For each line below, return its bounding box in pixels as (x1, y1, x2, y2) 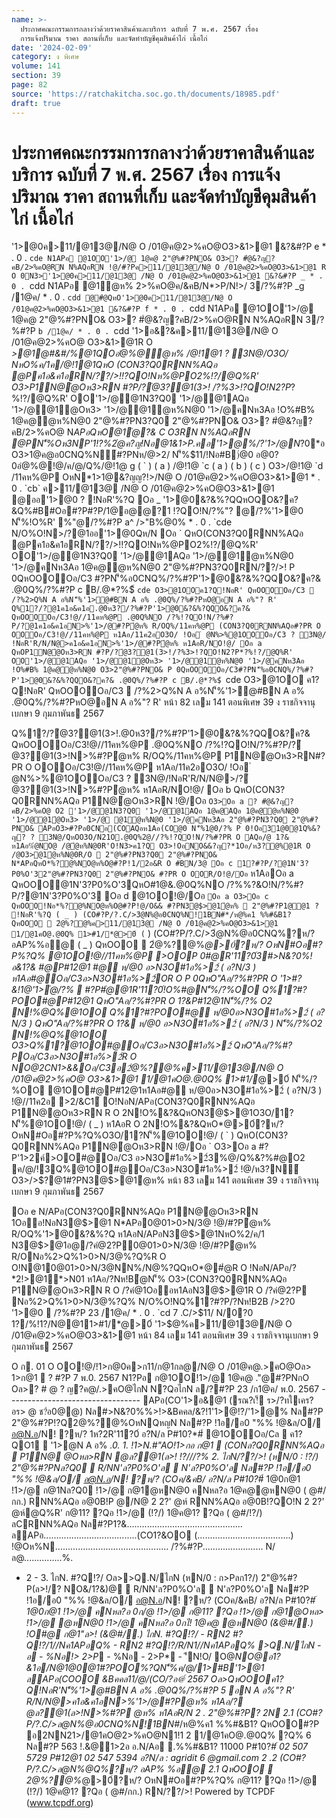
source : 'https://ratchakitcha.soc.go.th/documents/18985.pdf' (11, 89, 281, 99)
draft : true (11, 98, 61, 108)
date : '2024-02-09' (11, 42, 93, 53)
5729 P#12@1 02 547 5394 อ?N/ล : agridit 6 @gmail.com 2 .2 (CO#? (25, 1752, 306, 1764)
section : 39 (11, 71, 61, 81)
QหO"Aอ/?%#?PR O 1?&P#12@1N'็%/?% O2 (95, 995, 273, 1007)
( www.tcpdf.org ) (25, 1797, 94, 1809)
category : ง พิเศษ (11, 52, 80, 62)
